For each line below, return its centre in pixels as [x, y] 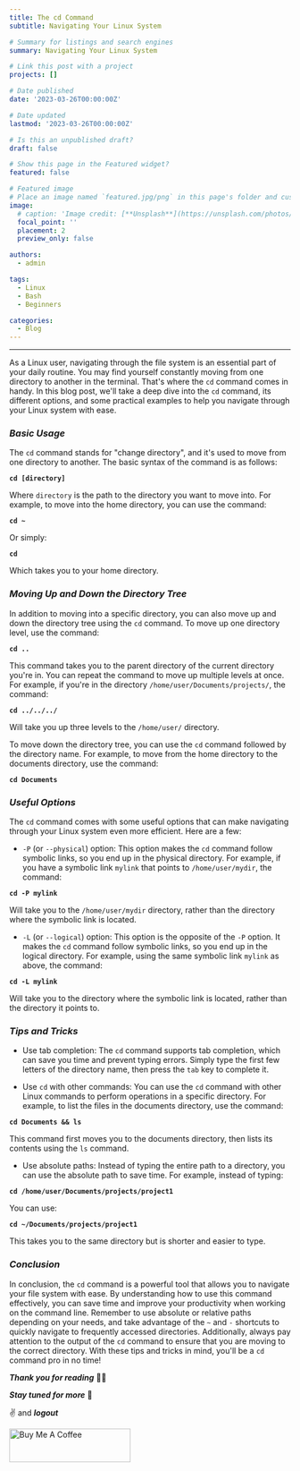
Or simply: [28, 538]
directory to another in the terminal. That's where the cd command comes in [149, 382]
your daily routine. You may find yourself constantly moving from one [137, 372]
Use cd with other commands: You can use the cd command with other [152, 1087]
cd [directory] [37, 479]
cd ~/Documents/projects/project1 [74, 1225]
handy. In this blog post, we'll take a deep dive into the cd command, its [141, 391]
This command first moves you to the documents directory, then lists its [141, 1139]
